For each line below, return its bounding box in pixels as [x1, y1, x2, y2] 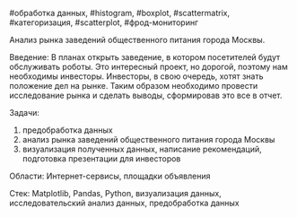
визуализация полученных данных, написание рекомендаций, [22, 143, 262, 154]
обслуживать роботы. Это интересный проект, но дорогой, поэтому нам [9, 62, 289, 72]
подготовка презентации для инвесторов [22, 153, 181, 164]
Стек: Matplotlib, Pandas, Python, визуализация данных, [9, 188, 222, 198]
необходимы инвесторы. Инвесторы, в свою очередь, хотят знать [9, 71, 264, 82]
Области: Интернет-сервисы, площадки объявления [9, 170, 211, 181]
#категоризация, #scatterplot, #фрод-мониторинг [9, 17, 199, 28]
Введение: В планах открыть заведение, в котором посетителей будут [9, 52, 281, 62]
